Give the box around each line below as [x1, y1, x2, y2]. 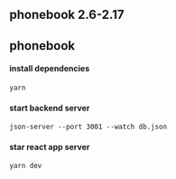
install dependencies [9, 63, 90, 74]
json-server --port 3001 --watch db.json [9, 122, 168, 132]
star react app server [9, 141, 90, 152]
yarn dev [9, 162, 42, 171]
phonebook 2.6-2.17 [9, 7, 125, 23]
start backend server [9, 102, 90, 113]
